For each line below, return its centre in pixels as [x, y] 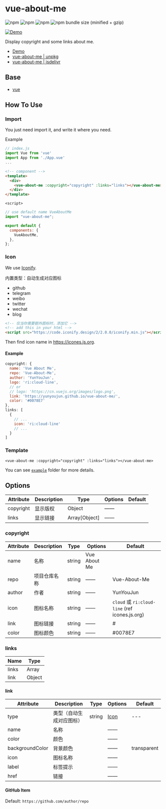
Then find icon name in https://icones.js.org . [50, 342]
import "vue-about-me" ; [30, 217]
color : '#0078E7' [27, 401]
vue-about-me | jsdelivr [36, 62]
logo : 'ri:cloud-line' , [34, 382]
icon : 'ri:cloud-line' [37, 424]
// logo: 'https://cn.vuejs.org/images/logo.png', [63, 392]
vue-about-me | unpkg [35, 56]
